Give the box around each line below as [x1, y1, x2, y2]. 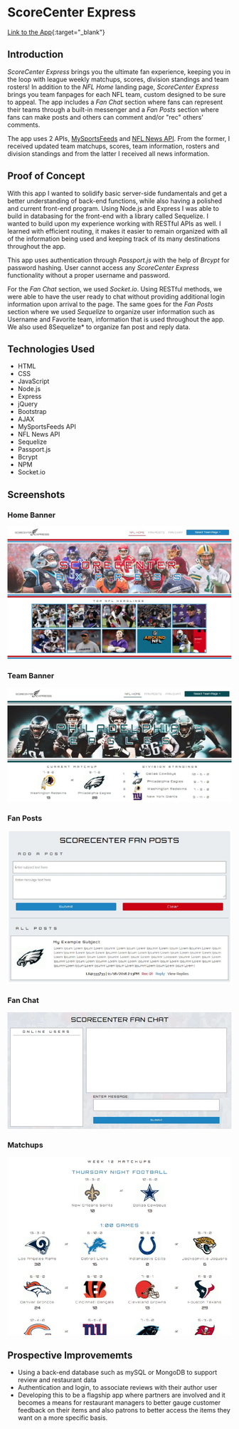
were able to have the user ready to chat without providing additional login [7, 292, 225, 301]
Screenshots [7, 489, 65, 501]
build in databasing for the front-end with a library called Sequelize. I [7, 212, 208, 220]
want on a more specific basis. [17, 1413, 108, 1422]
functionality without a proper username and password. [7, 271, 171, 279]
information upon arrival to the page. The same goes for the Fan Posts [7, 300, 213, 308]
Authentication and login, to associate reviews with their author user [17, 1383, 218, 1391]
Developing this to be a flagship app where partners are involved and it [17, 1391, 225, 1399]
